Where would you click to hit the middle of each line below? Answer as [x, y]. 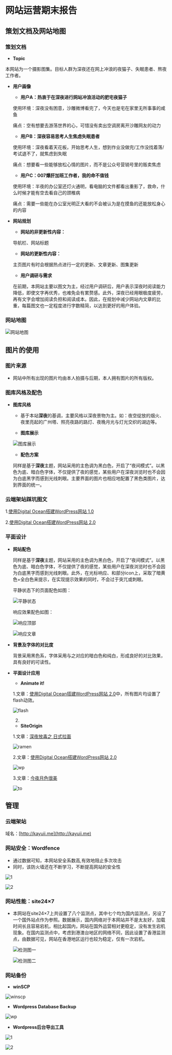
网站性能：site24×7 [30, 901]
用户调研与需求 [36, 275]
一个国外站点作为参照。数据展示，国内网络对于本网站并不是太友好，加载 [89, 920]
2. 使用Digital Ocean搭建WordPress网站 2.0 [51, 522]
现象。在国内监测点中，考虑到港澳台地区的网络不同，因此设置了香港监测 [89, 933]
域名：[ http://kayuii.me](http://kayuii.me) [48, 833]
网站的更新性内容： [41, 253]
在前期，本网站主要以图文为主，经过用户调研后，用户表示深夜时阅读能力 [89, 286]
